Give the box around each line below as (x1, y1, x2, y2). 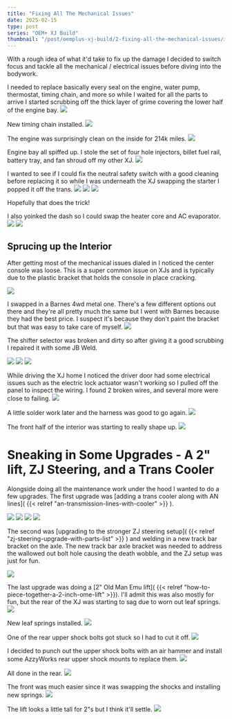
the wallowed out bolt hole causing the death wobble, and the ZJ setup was (7, 549, 223, 558)
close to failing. (7, 394, 50, 402)
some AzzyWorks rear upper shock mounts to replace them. (7, 655, 179, 663)
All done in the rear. (7, 669, 63, 677)
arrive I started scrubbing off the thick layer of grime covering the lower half (7, 98, 223, 106)
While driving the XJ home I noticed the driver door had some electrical (7, 371, 211, 380)
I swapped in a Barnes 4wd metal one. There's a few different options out (7, 299, 216, 308)
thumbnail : (7, 36, 39, 43)
